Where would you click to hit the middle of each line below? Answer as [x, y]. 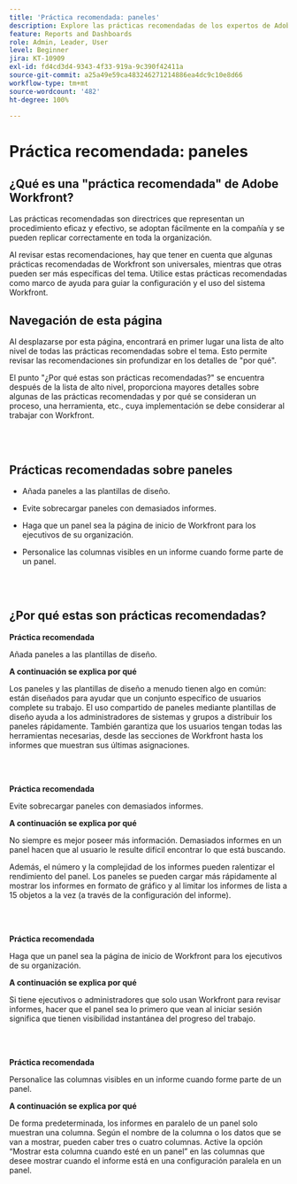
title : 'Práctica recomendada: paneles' [85, 17]
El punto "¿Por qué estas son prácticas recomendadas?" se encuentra [137, 378]
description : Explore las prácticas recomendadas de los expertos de [140, 26]
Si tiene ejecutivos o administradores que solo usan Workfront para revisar [145, 999]
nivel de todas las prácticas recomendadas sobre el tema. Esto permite [138, 352]
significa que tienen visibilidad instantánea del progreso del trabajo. [133, 1018]
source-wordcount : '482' [55, 91]
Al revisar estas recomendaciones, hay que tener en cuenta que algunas [141, 255]
